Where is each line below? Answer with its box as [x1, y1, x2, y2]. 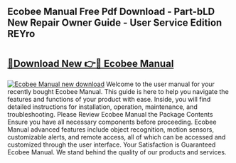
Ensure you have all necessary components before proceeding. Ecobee [7, 117, 217, 126]
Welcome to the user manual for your [106, 80, 215, 88]
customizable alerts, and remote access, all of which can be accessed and [7, 133, 226, 141]
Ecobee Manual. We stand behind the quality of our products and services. [7, 148, 227, 156]
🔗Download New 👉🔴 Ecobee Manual [7, 57, 174, 70]
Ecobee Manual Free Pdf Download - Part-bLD [7, 6, 215, 18]
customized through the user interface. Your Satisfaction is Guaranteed [7, 140, 216, 149]
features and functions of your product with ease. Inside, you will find [7, 95, 211, 103]
